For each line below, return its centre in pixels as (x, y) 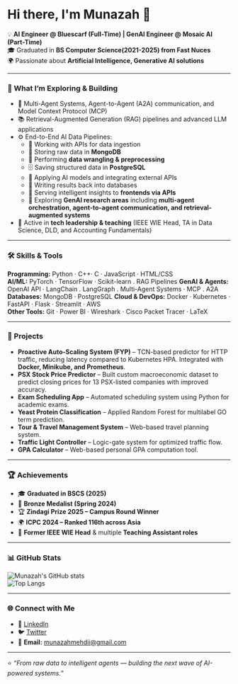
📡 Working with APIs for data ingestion (84, 144)
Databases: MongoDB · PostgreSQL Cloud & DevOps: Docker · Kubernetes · (119, 296)
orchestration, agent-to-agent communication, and (105, 207)
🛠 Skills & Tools (35, 256)
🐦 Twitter (32, 632)
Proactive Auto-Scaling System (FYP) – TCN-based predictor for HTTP (123, 352)
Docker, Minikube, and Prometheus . (72, 367)
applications (35, 130)
